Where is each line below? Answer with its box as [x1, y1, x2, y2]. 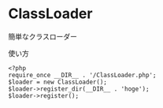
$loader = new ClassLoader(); [8, 78, 108, 86]
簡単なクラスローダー [8, 32, 77, 41]
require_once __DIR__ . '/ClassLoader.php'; [8, 71, 157, 79]
